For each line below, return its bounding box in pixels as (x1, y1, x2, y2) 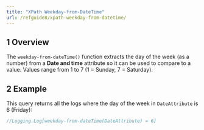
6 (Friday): (6, 106, 32, 114)
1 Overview (6, 37, 50, 47)
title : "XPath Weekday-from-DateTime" (6, 9, 105, 15)
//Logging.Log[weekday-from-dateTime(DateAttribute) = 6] (6, 118, 157, 125)
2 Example (6, 83, 47, 94)
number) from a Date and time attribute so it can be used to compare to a (6, 60, 191, 67)
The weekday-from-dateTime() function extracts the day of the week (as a (6, 53, 190, 61)
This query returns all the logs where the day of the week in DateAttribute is (6, 100, 199, 107)
